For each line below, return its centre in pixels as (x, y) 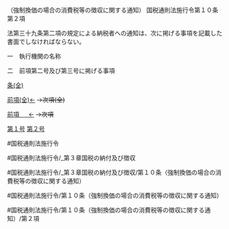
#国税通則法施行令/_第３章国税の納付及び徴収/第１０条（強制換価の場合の (111, 172)
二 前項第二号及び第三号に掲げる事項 (61, 71)
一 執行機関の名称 (34, 56)
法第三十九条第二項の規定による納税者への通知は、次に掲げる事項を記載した (115, 33)
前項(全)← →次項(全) (36, 100)
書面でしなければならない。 (46, 42)
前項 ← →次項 (30, 114)
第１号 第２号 (26, 129)
